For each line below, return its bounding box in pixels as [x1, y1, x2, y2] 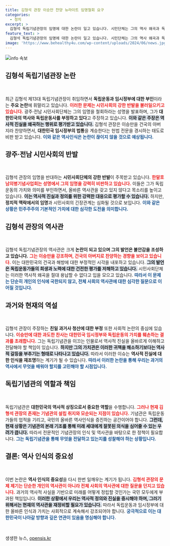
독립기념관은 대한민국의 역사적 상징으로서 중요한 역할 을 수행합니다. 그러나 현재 [5, 404, 158, 410]
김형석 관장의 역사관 [5, 222, 64, 231]
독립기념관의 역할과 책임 [5, 379, 76, 389]
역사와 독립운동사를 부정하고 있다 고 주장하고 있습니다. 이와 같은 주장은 [22, 115, 159, 121]
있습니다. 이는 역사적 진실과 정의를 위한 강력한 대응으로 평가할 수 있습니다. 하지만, [5, 194, 164, 200]
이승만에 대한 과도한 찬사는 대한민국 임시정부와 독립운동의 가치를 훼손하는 [16, 332, 159, 338]
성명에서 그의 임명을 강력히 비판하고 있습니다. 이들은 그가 [42, 181, 154, 187]
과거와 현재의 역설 [5, 301, 58, 310]
